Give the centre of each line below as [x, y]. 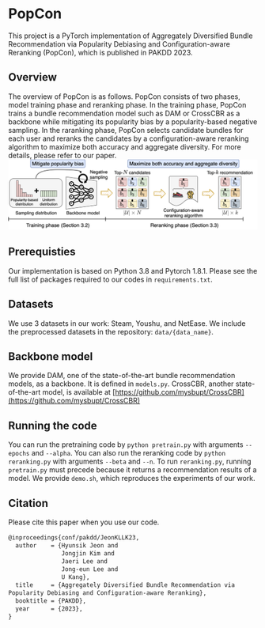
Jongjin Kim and [88, 554]
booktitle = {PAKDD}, [51, 601]
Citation [28, 503]
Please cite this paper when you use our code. [84, 522]
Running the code [53, 425]
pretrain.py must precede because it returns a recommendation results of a [132, 470]
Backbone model [51, 356]
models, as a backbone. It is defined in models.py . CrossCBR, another [121, 384]
